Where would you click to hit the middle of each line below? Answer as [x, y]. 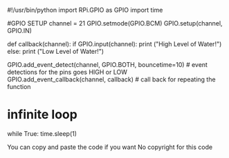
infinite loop [42, 115]
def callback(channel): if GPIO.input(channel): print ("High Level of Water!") [114, 44]
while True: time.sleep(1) [42, 133]
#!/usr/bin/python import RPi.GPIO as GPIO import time [85, 10]
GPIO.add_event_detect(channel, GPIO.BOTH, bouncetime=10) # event [107, 65]
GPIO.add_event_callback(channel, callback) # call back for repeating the [111, 79]
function [19, 87]
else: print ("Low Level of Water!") [56, 51]
